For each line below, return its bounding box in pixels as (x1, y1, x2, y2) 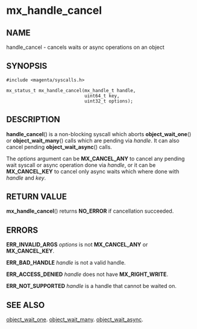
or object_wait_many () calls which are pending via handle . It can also (6, 137, 180, 144)
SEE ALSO (6, 299, 45, 310)
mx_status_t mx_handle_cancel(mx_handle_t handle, (6, 87, 136, 93)
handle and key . (6, 174, 46, 181)
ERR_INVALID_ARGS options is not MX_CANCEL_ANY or (6, 241, 148, 248)
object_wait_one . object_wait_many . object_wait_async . (6, 316, 143, 323)
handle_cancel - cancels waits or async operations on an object (6, 43, 164, 51)
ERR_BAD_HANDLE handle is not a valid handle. (6, 259, 126, 266)
